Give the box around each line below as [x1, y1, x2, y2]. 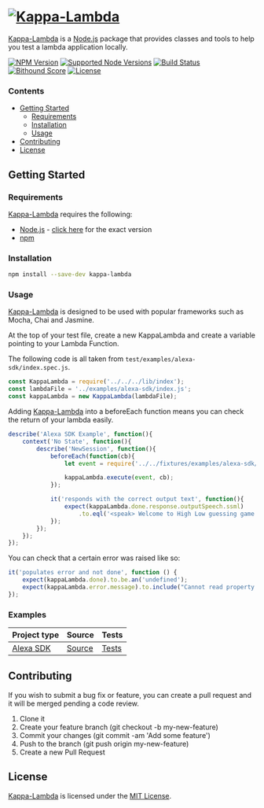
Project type [12, 629, 60, 640]
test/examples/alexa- [125, 356, 196, 363]
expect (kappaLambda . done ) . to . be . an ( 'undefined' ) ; [22, 576, 189, 584]
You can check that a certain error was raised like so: [8, 553, 181, 563]
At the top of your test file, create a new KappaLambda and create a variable [8, 330, 255, 340]
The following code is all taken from [8, 354, 124, 363]
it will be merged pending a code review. [8, 699, 140, 708]
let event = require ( [64, 459, 135, 467]
